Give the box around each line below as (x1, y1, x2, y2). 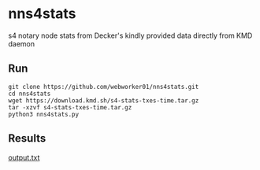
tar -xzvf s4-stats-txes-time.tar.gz (8, 103, 132, 111)
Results (8, 131, 46, 146)
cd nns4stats (8, 90, 51, 98)
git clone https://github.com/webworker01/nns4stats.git (8, 83, 199, 91)
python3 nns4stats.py (8, 110, 80, 118)
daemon (8, 39, 35, 48)
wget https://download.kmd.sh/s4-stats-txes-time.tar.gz (8, 96, 199, 105)
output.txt (8, 153, 40, 162)
